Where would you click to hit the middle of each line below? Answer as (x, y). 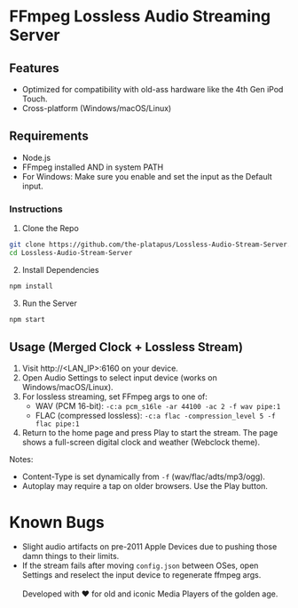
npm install (31, 286)
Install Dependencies (60, 269)
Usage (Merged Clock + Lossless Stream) (126, 347)
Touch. (35, 99)
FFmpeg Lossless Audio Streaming (140, 16)
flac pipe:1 (57, 424)
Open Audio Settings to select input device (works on (119, 378)
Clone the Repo (51, 228)
